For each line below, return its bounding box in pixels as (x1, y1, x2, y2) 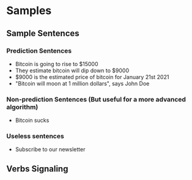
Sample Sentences (6, 28, 79, 39)
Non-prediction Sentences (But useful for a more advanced (6, 95, 186, 103)
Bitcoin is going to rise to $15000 (15, 60, 98, 67)
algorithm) (6, 102, 39, 111)
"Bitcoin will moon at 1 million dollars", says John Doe (15, 80, 150, 87)
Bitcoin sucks (15, 117, 50, 124)
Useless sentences (6, 132, 64, 141)
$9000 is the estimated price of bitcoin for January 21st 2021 (15, 73, 169, 80)
